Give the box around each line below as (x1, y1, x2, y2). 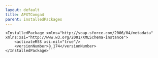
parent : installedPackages (5, 17, 62, 22)
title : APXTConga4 (5, 12, 44, 17)
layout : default (5, 7, 40, 13)
